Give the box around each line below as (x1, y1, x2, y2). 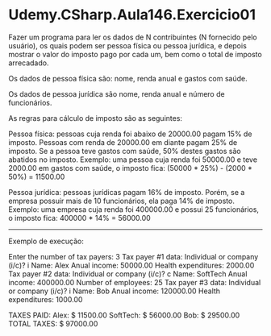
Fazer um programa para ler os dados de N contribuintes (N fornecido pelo (8, 32, 257, 42)
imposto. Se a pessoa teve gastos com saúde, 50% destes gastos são (8, 146, 241, 156)
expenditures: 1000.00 (8, 294, 83, 304)
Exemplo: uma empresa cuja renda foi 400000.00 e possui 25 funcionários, (8, 204, 260, 214)
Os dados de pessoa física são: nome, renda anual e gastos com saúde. (8, 73, 248, 83)
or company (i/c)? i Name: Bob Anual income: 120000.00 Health (8, 286, 220, 296)
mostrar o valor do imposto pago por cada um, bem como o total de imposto (8, 49, 262, 59)
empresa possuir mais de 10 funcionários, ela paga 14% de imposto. (8, 196, 236, 205)
